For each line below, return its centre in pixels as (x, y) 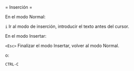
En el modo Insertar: (26, 36)
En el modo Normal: (25, 17)
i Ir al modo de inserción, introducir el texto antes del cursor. (67, 26)
